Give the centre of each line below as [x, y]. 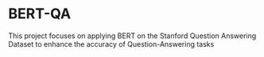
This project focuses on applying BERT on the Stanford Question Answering [132, 36]
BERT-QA [40, 14]
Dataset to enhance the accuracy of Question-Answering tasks [111, 44]
